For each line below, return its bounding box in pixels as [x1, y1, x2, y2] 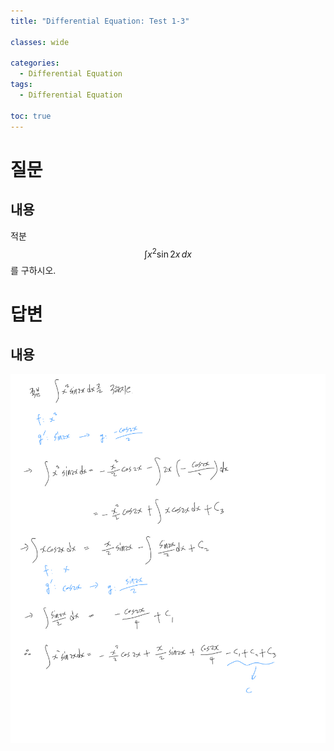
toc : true [10, 111, 52, 121]
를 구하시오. [10, 265, 57, 277]
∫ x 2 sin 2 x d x [143, 246, 193, 260]
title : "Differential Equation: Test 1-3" [10, 16, 190, 26]
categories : [10, 58, 60, 69]
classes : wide [10, 37, 70, 47]
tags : [10, 80, 33, 90]
